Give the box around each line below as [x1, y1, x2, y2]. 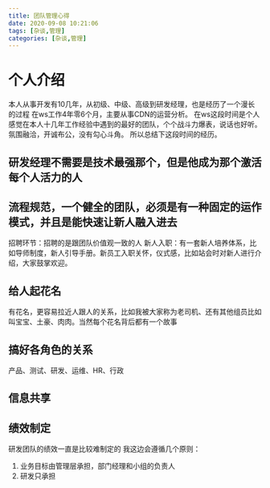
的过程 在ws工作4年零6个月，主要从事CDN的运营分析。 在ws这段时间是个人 [8, 109, 260, 119]
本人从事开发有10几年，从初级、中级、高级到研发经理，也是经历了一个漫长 [8, 100, 256, 109]
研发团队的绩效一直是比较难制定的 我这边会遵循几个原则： [8, 444, 201, 454]
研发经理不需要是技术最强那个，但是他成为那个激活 [8, 155, 262, 169]
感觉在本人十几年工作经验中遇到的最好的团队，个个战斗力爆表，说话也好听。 [8, 120, 262, 129]
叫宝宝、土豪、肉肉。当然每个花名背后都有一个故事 [8, 317, 178, 326]
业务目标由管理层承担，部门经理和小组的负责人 [19, 461, 175, 471]
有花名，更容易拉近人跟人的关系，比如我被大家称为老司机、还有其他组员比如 [8, 307, 262, 317]
